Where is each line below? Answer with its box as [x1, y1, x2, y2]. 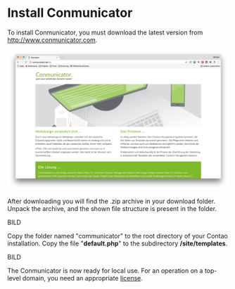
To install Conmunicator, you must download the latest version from [7, 28, 203, 37]
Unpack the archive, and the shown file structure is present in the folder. [7, 205, 217, 213]
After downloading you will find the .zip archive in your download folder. [7, 197, 216, 205]
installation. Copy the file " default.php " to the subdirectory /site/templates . [7, 239, 228, 248]
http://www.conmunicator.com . [7, 35, 98, 44]
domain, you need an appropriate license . [22, 274, 143, 283]
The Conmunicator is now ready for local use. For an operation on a [7, 266, 203, 275]
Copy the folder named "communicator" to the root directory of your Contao [7, 232, 229, 240]
